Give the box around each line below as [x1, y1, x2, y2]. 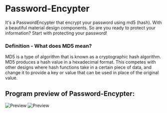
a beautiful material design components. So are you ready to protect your [5, 24, 156, 30]
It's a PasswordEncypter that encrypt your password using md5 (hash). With [5, 19, 162, 25]
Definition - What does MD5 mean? [5, 42, 92, 49]
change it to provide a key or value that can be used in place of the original [5, 70, 159, 76]
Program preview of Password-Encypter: [5, 89, 135, 98]
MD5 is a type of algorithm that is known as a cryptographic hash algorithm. [5, 54, 161, 60]
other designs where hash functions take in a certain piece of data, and [5, 64, 152, 70]
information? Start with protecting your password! [5, 30, 107, 36]
